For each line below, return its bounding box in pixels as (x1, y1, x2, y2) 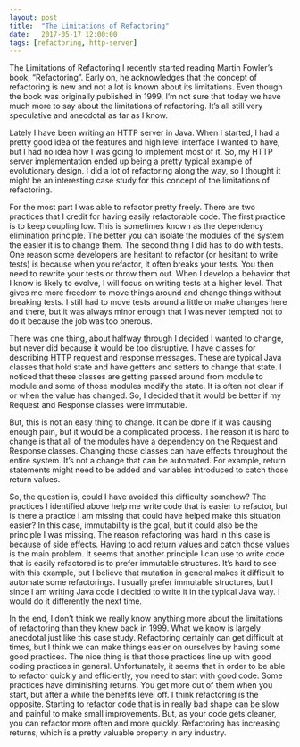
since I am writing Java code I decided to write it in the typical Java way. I (9, 587, 280, 598)
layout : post (9, 13, 58, 22)
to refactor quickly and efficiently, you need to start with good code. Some (9, 670, 283, 681)
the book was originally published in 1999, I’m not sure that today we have (9, 91, 281, 102)
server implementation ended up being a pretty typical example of (9, 156, 253, 166)
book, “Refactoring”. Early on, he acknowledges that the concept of (9, 72, 257, 83)
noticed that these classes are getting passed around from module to (9, 371, 263, 382)
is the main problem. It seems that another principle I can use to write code (9, 548, 286, 559)
